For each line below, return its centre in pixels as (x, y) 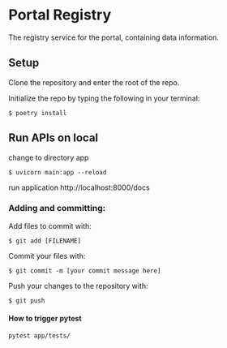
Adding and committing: (57, 208)
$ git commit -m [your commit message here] (85, 271)
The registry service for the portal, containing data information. (113, 37)
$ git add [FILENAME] (45, 241)
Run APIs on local (54, 138)
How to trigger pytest (45, 319)
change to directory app (49, 157)
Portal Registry (60, 15)
